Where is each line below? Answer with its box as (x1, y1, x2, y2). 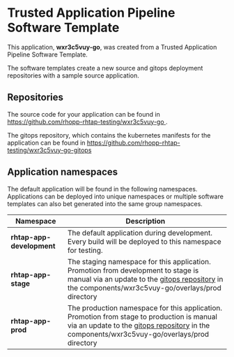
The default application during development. (67, 228, 213, 238)
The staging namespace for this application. (67, 256, 211, 266)
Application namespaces (7, 166, 118, 178)
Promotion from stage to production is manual (67, 312, 218, 321)
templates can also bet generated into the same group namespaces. (7, 199, 203, 207)
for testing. (67, 245, 103, 255)
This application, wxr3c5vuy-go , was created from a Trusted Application (7, 43, 217, 51)
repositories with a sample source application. (7, 71, 139, 80)
